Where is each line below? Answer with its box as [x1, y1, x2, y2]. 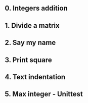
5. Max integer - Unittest [5, 90, 83, 98]
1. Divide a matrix [5, 21, 60, 30]
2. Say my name [5, 38, 56, 47]
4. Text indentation [5, 73, 66, 81]
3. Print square [5, 56, 52, 64]
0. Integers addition [5, 4, 68, 13]
